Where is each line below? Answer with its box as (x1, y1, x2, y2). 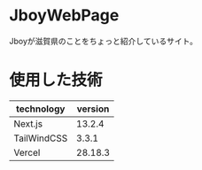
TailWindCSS (13, 132, 68, 144)
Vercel (13, 146, 41, 158)
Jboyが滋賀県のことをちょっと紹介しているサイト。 (9, 35, 198, 46)
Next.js (13, 117, 43, 129)
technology (16, 103, 66, 115)
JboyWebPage (9, 5, 120, 26)
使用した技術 (9, 70, 104, 90)
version (76, 103, 110, 115)
